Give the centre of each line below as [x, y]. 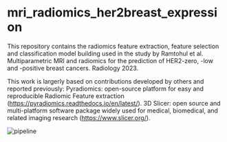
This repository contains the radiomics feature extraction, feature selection [113, 46]
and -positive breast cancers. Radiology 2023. [73, 68]
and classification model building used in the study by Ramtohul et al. [105, 54]
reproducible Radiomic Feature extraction [66, 96]
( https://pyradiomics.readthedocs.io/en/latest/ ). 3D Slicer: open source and [114, 103]
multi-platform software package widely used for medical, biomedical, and [113, 110]
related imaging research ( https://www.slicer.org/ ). [79, 117]
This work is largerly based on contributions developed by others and [106, 81]
